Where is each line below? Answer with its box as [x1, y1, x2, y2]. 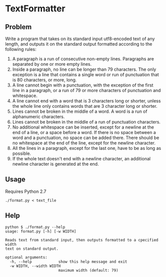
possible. [12, 150, 31, 156]
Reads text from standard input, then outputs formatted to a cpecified [5, 237, 159, 242]
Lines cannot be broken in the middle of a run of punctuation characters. [12, 119, 161, 125]
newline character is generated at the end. [12, 161, 99, 167]
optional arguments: [5, 255, 48, 260]
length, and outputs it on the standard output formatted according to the [5, 41, 153, 47]
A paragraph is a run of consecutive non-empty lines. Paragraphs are [12, 56, 155, 62]
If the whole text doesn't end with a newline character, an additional [12, 156, 151, 161]
